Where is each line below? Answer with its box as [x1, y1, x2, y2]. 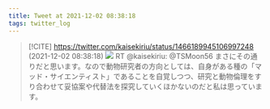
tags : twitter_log [8, 19, 71, 27]
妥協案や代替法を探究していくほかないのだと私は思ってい [63, 82, 255, 91]
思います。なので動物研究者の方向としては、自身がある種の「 [49, 61, 255, 71]
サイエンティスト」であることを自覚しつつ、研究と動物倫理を [49, 71, 255, 81]
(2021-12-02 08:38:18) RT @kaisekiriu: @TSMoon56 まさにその [28, 51, 251, 61]
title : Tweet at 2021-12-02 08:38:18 [8, 11, 136, 20]
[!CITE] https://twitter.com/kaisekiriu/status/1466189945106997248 [28, 41, 254, 51]
